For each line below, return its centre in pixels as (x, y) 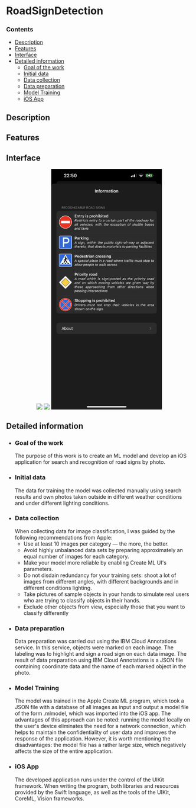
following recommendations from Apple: (63, 537)
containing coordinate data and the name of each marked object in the (100, 666)
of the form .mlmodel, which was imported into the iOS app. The (93, 714)
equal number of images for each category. (76, 556)
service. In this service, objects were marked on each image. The (94, 647)
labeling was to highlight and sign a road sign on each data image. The (101, 654)
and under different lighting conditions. (62, 503)
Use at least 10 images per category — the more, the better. (96, 544)
